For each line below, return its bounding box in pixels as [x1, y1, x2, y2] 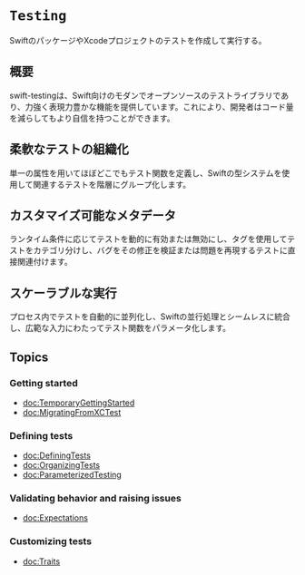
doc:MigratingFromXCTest [22, 406, 122, 417]
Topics [9, 349, 49, 365]
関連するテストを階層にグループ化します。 [33, 179, 192, 190]
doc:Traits [22, 556, 61, 567]
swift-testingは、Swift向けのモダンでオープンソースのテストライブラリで [9, 90, 281, 101]
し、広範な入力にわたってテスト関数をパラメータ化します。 [9, 323, 231, 334]
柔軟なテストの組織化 [9, 141, 129, 157]
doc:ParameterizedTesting [22, 470, 123, 481]
